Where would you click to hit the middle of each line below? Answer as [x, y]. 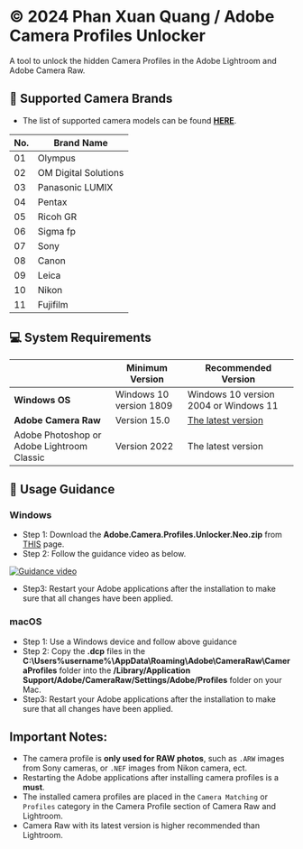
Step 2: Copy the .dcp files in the [84, 651]
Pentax [52, 202]
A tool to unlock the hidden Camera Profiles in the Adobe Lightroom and [143, 60]
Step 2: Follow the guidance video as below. [104, 554]
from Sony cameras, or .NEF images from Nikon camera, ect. [135, 768]
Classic [29, 457]
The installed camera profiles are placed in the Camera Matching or [145, 797]
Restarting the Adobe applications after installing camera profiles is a [151, 778]
